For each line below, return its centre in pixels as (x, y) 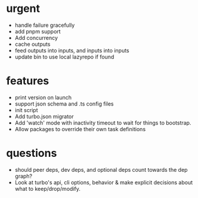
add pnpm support (38, 31)
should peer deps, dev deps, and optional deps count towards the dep (101, 169)
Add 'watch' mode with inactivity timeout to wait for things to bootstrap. (103, 123)
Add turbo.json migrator (44, 116)
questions (32, 153)
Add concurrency (36, 38)
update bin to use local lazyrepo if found (64, 57)
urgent (23, 9)
